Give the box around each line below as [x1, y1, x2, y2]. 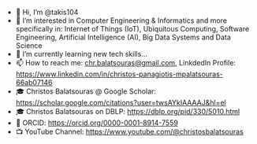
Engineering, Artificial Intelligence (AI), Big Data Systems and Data [15, 32, 231, 42]
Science [15, 41, 43, 50]
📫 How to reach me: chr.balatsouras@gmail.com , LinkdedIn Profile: [15, 58, 237, 67]
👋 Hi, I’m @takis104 [15, 8, 79, 17]
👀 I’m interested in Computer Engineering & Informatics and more [15, 16, 227, 25]
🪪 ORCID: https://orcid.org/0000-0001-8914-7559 [15, 118, 179, 127]
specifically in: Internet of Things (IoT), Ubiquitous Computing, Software [15, 24, 250, 33]
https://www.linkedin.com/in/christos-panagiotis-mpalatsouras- [15, 69, 223, 79]
